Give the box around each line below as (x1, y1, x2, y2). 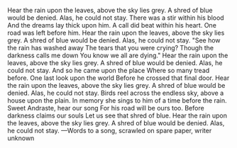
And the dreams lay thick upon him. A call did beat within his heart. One (7, 21, 216, 29)
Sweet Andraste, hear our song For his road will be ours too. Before (7, 104, 204, 112)
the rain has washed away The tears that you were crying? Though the (7, 44, 214, 52)
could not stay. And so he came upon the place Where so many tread (7, 67, 210, 74)
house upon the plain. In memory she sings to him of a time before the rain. (7, 96, 227, 105)
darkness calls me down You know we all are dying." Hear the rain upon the (7, 51, 228, 59)
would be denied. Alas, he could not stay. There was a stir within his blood (7, 13, 225, 22)
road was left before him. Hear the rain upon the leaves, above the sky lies (7, 28, 225, 37)
